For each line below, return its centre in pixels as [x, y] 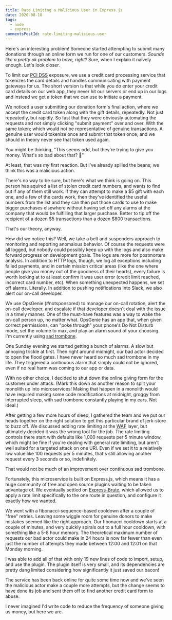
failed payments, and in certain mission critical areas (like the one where [82, 266]
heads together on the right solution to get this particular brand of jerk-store [86, 421]
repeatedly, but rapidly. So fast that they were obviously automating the [81, 118]
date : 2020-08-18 [24, 15]
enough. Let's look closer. [33, 65]
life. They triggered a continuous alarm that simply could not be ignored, [82, 362]
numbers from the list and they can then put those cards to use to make [81, 202]
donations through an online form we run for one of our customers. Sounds [85, 54]
